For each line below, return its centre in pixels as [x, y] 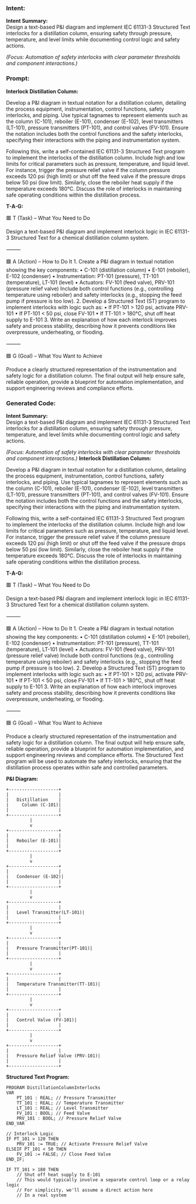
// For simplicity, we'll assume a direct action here [85, 1190]
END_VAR [16, 1123]
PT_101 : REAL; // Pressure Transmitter [66, 1098]
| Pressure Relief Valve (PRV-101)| [53, 1056]
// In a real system [42, 1195]
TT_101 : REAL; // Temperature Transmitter [71, 1103]
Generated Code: [31, 403]
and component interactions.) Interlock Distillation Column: [79, 458]
